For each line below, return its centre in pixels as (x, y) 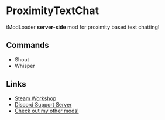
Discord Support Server (43, 104)
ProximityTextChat (53, 11)
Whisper (25, 66)
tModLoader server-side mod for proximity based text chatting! (83, 27)
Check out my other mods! (47, 111)
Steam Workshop (35, 98)
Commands (28, 45)
